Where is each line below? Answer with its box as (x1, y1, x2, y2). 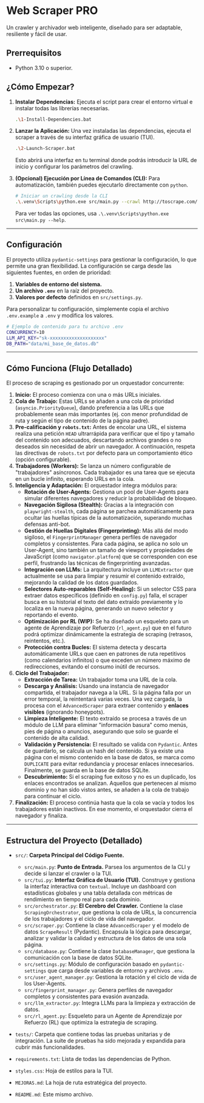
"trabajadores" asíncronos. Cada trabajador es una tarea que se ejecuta (15, 469, 195, 476)
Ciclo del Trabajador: (15, 670, 70, 677)
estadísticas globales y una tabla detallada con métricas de (24, 889, 173, 896)
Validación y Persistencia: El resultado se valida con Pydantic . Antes (24, 741, 198, 748)
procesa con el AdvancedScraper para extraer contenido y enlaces (24, 702, 189, 709)
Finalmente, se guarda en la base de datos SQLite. (24, 767, 151, 774)
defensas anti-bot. (24, 520, 71, 528)
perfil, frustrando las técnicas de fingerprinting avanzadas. (24, 559, 172, 567)
